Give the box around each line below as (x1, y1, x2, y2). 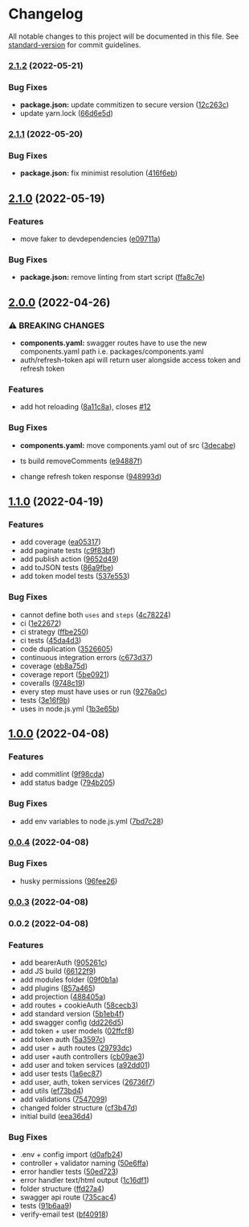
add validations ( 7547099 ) (19, 1094, 108, 1104)
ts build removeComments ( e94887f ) (19, 456, 143, 466)
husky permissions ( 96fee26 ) (19, 876, 118, 885)
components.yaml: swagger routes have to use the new (19, 339, 207, 348)
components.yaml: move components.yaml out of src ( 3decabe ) (19, 440, 236, 450)
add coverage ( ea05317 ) (19, 537, 102, 547)
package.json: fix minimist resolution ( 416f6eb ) (19, 168, 178, 178)
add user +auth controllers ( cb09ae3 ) (19, 1051, 145, 1061)
